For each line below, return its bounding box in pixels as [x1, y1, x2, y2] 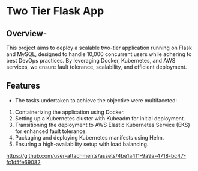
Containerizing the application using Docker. [14, 108, 125, 116]
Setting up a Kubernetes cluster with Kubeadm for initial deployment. [14, 114, 185, 122]
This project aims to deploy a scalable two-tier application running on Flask [6, 44, 192, 51]
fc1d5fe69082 [6, 158, 41, 166]
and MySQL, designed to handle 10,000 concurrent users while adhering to [6, 51, 192, 58]
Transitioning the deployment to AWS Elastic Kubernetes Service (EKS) [14, 121, 190, 128]
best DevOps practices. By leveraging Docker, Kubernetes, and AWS [6, 57, 176, 64]
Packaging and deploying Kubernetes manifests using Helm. [14, 134, 164, 141]
